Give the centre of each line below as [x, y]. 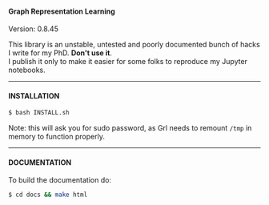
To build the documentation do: [60, 180]
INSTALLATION [34, 95]
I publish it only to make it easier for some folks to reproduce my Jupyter [128, 62]
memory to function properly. [57, 137]
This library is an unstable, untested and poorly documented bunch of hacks [134, 45]
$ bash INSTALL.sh [39, 113]
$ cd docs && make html [48, 195]
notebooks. [27, 70]
